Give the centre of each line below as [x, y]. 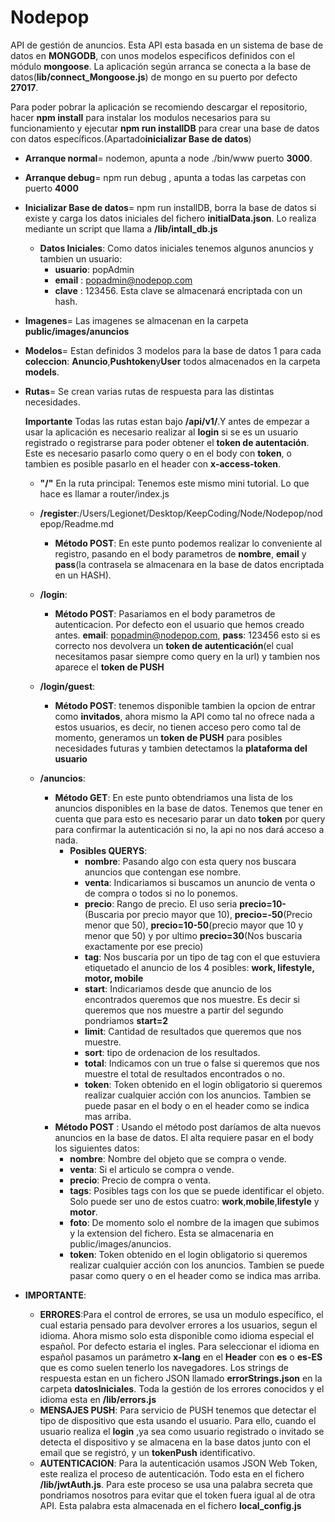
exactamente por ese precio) [144, 946]
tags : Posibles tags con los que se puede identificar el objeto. [197, 1190]
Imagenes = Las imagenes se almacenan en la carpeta [136, 320]
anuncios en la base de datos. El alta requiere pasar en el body [184, 1137]
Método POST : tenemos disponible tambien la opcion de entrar [185, 705]
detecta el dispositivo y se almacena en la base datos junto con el [175, 1442]
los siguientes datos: [97, 1148]
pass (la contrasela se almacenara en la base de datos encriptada [189, 564]
